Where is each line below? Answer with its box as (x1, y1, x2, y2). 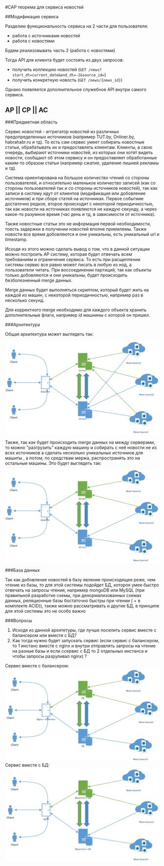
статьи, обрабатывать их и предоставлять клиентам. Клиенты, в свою (5, 144, 153, 150)
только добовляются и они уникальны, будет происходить (5, 272, 128, 278)
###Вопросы (5, 618, 32, 624)
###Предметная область (5, 119, 58, 125)
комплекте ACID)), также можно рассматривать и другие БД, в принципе (5, 603, 160, 609)
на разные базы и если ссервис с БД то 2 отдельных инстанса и (12, 648, 148, 654)
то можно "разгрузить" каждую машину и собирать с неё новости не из (5, 445, 157, 450)
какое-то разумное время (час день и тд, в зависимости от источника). (5, 211, 156, 217)
